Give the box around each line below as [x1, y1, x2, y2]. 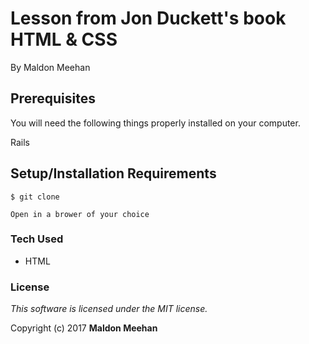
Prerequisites [10, 90, 96, 107]
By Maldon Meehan [10, 61, 91, 73]
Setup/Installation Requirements [10, 165, 217, 182]
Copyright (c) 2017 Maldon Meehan [10, 322, 158, 334]
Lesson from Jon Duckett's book [10, 7, 287, 30]
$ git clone [10, 192, 60, 202]
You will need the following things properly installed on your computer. [10, 117, 301, 129]
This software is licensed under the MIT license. [10, 303, 208, 315]
